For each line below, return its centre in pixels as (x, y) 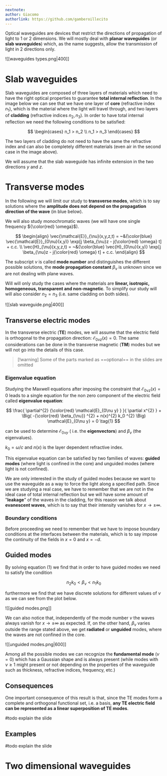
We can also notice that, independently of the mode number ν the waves (80, 618)
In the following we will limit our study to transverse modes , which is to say (83, 201)
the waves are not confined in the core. (45, 635)
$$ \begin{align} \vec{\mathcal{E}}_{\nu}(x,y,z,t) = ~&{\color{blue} (84, 236)
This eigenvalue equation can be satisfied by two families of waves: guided (83, 458)
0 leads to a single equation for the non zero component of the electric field (83, 396)
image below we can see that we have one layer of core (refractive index (80, 103)
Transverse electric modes (48, 320)
